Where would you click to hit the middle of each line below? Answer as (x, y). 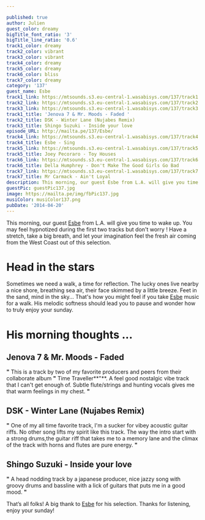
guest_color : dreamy (33, 29)
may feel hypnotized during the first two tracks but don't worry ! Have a (96, 229)
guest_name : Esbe (28, 92)
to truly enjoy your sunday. (40, 310)
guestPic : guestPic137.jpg (41, 188)
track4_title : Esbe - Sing (41, 143)
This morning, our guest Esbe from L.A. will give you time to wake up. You (99, 223)
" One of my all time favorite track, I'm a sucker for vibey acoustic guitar (97, 426)
